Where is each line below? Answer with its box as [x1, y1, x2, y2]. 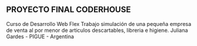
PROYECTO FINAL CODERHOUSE [6, 5, 131, 15]
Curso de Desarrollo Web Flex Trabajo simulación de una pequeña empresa [6, 20, 192, 27]
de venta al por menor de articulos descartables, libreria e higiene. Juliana [6, 27, 189, 34]
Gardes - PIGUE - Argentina [6, 32, 74, 40]
